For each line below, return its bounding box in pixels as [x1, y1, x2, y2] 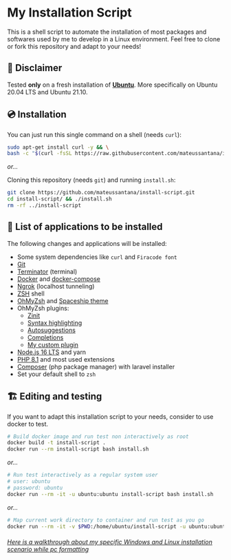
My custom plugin [27, 340, 79, 349]
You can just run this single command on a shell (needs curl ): [7, 130, 182, 138]
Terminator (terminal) [16, 267, 78, 276]
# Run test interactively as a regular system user [7, 472, 158, 479]
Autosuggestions [27, 326, 76, 334]
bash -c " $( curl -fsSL [7, 150, 72, 157]
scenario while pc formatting [7, 546, 89, 554]
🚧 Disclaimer [7, 62, 63, 74]
